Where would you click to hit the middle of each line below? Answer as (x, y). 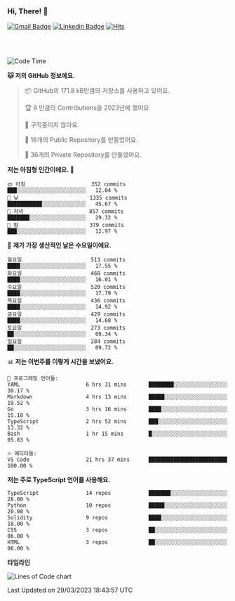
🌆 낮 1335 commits (67, 198)
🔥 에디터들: (22, 454)
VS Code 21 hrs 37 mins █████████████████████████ (117, 460)
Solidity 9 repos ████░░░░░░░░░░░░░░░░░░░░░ (117, 518)
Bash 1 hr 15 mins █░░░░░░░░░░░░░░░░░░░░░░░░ (117, 434)
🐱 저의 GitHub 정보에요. (41, 76)
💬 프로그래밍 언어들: (33, 379)
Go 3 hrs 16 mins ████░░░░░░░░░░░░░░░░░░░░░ (117, 409)
